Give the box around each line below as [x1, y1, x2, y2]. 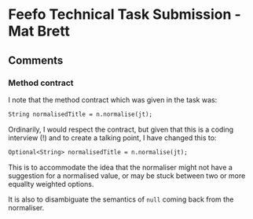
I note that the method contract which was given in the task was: [8, 95, 218, 104]
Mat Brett [8, 22, 71, 40]
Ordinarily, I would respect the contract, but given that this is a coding [8, 124, 234, 134]
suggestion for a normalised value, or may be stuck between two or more [8, 171, 246, 180]
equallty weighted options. [8, 179, 94, 188]
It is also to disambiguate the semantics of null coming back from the [8, 195, 234, 204]
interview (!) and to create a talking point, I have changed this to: [8, 132, 217, 143]
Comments [8, 54, 64, 67]
